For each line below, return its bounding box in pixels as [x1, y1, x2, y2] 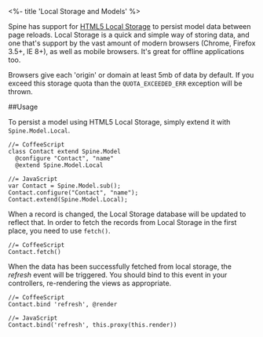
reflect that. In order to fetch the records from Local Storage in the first [8, 218, 237, 226]
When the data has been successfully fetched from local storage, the [8, 262, 232, 271]
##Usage [8, 102, 38, 111]
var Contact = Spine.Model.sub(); [8, 182, 122, 190]
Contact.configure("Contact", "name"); [8, 189, 139, 197]
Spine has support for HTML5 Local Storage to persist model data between [8, 22, 251, 31]
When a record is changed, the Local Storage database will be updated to [8, 209, 247, 219]
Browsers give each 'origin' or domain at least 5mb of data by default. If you [8, 71, 254, 79]
